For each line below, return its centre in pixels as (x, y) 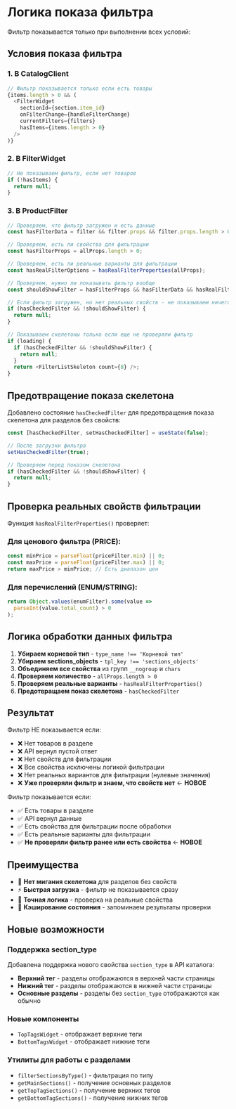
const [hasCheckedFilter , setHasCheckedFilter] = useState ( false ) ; (108, 433)
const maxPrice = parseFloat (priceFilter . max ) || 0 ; (86, 563)
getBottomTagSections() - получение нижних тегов (93, 1098)
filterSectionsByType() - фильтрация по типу (85, 1075)
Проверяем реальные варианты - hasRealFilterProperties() (110, 683)
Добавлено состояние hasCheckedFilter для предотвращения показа (111, 413)
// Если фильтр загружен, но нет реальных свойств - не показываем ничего (119, 302)
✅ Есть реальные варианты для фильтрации (84, 834)
